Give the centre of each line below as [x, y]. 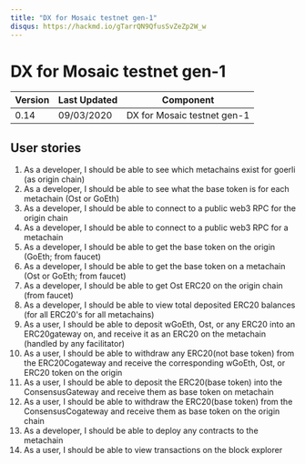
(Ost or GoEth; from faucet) [75, 276]
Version [32, 100]
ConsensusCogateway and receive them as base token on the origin [152, 411]
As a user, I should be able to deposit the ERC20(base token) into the [153, 382]
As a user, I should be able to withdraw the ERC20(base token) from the [158, 402]
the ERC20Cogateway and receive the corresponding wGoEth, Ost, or [154, 363]
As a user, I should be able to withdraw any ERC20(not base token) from [159, 353]
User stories [46, 148]
